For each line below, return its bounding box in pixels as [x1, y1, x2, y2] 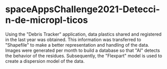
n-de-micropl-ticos [5, 14, 88, 26]
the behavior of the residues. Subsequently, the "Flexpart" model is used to [5, 52, 162, 59]
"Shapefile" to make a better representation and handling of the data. [5, 42, 149, 48]
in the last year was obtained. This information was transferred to [5, 37, 142, 43]
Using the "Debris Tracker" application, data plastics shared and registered [5, 31, 162, 37]
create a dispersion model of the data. [5, 58, 85, 64]
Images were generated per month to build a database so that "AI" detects [5, 47, 160, 53]
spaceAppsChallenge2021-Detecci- [5, 4, 160, 15]
